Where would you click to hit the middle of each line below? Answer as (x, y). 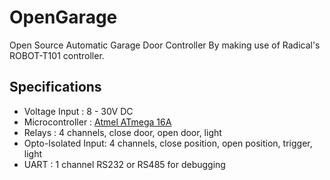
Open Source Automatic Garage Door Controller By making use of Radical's (165, 45)
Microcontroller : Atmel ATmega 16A (97, 122)
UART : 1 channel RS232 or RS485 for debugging (124, 164)
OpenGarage (63, 17)
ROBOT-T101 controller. (57, 55)
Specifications (55, 87)
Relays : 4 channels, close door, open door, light (122, 132)
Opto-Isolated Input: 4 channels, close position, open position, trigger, (168, 143)
